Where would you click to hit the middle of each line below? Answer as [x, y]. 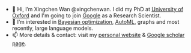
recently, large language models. [52, 28]
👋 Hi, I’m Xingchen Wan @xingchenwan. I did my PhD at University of [98, 9]
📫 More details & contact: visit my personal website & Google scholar [98, 35]
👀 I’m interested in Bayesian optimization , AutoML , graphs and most [95, 22]
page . [19, 43]
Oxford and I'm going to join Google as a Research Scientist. [86, 15]
